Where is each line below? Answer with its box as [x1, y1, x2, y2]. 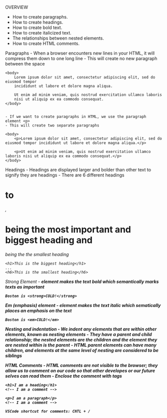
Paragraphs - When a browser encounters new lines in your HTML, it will [5, 50, 155, 56]
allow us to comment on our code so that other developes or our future [5, 367, 155, 373]
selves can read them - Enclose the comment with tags [5, 372, 122, 379]
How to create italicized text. [12, 30, 71, 35]
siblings [5, 352, 22, 358]
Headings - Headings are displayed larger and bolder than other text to [5, 167, 151, 172]
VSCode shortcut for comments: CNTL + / [5, 408, 91, 414]
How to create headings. [12, 19, 63, 25]
